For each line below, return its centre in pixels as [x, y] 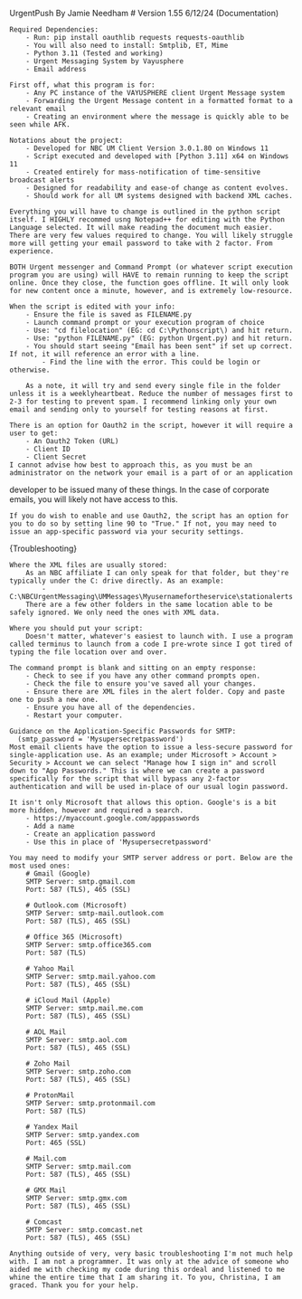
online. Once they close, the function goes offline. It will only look [149, 283]
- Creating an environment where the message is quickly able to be [157, 117]
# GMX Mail [46, 1190]
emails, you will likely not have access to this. [94, 499]
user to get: [34, 433]
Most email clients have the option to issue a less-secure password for [151, 747]
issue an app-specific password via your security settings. [127, 532]
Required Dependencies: [54, 30]
